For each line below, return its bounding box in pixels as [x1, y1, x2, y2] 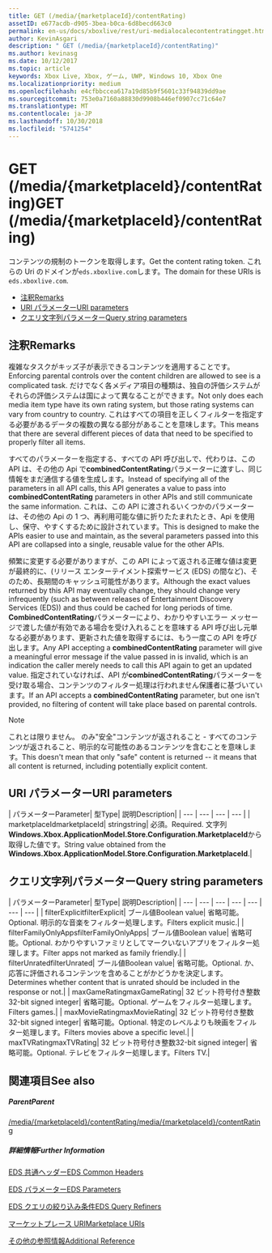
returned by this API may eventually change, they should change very [8, 585, 240, 595]
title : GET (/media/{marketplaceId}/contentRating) [8, 11, 186, 20]
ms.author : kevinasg [8, 49, 79, 58]
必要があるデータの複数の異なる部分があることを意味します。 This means [15, 419, 259, 429]
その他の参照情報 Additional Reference [8, 1236, 135, 1246]
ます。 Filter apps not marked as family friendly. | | [22, 948, 186, 958]
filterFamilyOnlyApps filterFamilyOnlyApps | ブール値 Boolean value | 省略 [8, 928, 245, 938]
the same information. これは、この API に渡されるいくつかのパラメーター [8, 501, 255, 511]
